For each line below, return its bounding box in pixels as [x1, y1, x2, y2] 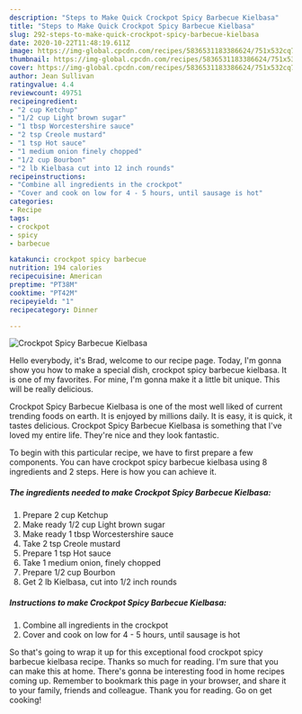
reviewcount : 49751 [9, 88, 83, 97]
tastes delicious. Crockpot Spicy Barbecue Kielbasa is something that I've [9, 420, 282, 432]
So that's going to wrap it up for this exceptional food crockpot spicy [9, 647, 263, 657]
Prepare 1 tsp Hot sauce [22, 548, 111, 558]
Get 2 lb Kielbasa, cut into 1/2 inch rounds [22, 576, 177, 587]
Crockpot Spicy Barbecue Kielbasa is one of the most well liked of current [9, 401, 283, 412]
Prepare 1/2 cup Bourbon [22, 567, 116, 578]
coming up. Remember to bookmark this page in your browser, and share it [9, 675, 287, 686]
